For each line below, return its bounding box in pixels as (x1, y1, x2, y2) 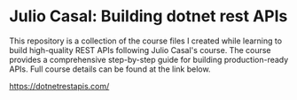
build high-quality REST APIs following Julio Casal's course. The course (9, 44, 272, 55)
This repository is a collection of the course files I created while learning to (9, 35, 282, 46)
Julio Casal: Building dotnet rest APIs (9, 6, 288, 27)
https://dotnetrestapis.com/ (9, 81, 110, 91)
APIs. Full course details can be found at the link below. (9, 64, 211, 74)
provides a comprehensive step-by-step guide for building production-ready (9, 54, 289, 65)
